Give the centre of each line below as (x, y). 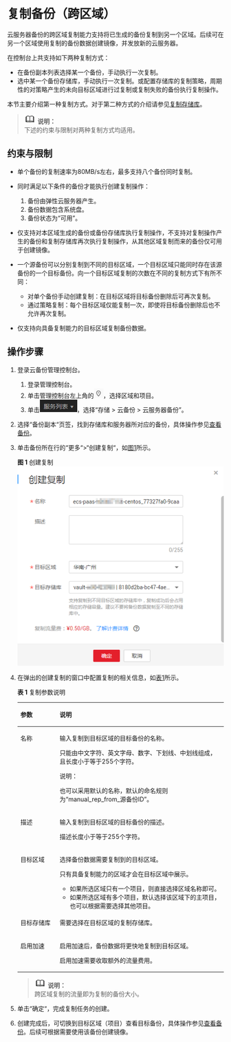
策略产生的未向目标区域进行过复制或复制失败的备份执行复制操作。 (129, 89)
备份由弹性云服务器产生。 (64, 201)
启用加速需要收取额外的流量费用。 (108, 960)
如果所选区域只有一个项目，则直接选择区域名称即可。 (145, 889)
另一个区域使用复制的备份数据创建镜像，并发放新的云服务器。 (95, 43)
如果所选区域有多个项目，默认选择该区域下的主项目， (145, 898)
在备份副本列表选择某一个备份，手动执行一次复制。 (89, 72)
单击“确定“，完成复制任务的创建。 (65, 1009)
